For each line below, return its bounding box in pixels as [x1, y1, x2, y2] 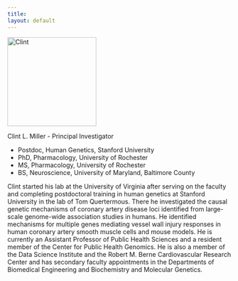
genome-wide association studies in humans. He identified [24, 212, 197, 221]
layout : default [7, 17, 55, 24]
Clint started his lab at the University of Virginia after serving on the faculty [7, 182, 227, 191]
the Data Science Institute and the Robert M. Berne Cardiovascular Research [7, 250, 232, 258]
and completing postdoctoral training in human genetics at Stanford [7, 189, 205, 198]
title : [7, 10, 27, 18]
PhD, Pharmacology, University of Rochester [17, 153, 148, 161]
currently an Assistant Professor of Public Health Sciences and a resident [7, 235, 222, 243]
